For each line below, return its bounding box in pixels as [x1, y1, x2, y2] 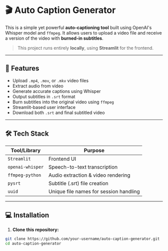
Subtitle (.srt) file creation [48, 180, 108, 187]
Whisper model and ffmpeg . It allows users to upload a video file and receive [5, 30, 162, 36]
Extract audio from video [12, 83, 63, 89]
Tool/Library [10, 147, 41, 154]
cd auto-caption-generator [5, 241, 61, 246]
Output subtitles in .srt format [12, 93, 75, 99]
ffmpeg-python [7, 172, 41, 178]
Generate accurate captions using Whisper [12, 88, 101, 94]
